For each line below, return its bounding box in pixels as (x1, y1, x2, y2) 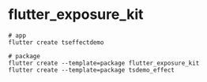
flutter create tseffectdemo (8, 38, 104, 47)
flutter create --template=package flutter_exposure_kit (8, 59, 200, 67)
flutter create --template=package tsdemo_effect (8, 65, 175, 74)
